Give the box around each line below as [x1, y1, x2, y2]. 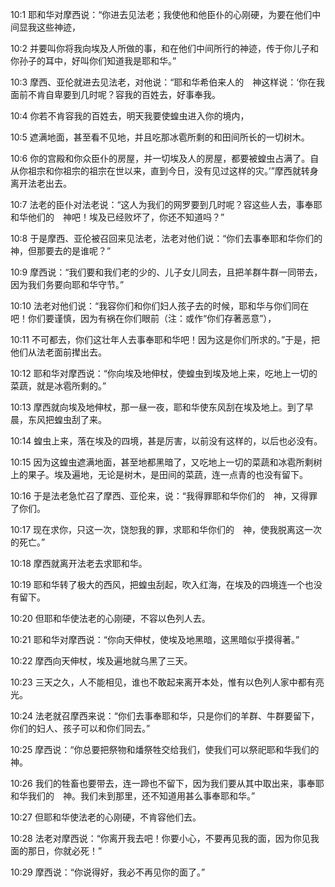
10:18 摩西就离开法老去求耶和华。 [10, 558, 148, 569]
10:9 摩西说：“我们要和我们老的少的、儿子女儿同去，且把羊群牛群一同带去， [10, 266, 323, 278]
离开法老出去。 [10, 178, 68, 189]
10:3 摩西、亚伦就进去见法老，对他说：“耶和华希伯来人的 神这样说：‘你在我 [10, 76, 325, 88]
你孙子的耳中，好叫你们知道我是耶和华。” [10, 55, 177, 67]
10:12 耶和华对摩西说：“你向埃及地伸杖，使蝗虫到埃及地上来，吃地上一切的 [10, 368, 318, 379]
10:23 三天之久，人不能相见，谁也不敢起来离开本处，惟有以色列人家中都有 [10, 676, 316, 688]
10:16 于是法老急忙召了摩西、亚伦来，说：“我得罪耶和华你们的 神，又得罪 [10, 490, 318, 502]
